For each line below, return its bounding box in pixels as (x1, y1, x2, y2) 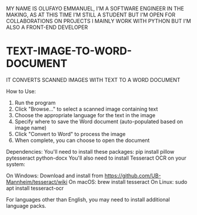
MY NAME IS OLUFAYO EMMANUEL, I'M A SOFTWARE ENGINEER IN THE (6, 5, 184, 12)
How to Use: (6, 88, 36, 95)
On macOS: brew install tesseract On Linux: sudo (68, 178, 188, 185)
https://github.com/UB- (104, 172, 161, 179)
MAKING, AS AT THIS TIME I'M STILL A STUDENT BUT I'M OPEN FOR (6, 11, 176, 18)
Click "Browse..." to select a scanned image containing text (14, 105, 158, 113)
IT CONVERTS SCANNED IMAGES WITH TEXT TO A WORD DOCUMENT (6, 76, 181, 83)
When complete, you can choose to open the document (14, 137, 150, 144)
